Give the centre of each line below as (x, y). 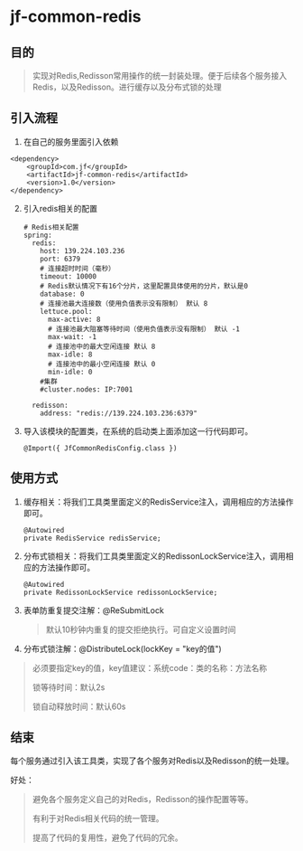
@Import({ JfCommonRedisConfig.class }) (100, 448)
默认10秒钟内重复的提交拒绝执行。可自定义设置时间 (141, 629)
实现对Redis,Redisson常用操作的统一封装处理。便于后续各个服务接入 (160, 76)
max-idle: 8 (70, 355)
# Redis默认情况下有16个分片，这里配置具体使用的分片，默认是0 (144, 286)
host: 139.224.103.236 (83, 251)
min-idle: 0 (70, 372)
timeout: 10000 (69, 276)
